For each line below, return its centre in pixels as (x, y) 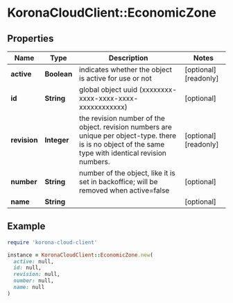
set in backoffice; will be (118, 182)
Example (26, 226)
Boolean (59, 74)
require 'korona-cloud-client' (52, 242)
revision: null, (37, 275)
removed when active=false (124, 190)
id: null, (27, 268)
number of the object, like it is (127, 173)
